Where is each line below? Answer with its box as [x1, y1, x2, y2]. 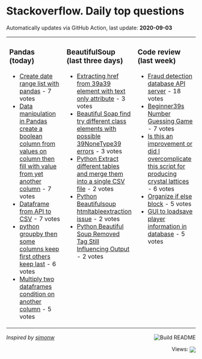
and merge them [76, 170, 123, 178]
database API [147, 79, 186, 88]
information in [147, 222, 187, 230]
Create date [19, 72, 53, 80]
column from [19, 140, 56, 148]
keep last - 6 [19, 260, 57, 268]
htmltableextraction [76, 207, 132, 215]
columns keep [19, 245, 60, 253]
